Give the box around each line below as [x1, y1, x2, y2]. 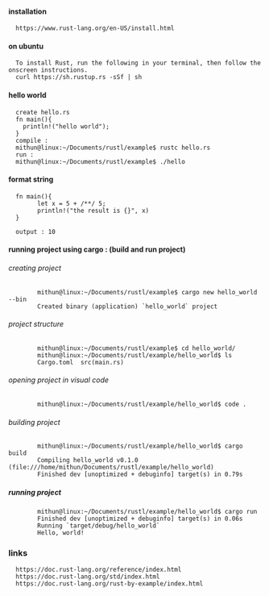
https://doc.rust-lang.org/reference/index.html [15, 565, 182, 574]
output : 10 [15, 227, 56, 235]
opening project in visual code [8, 375, 110, 385]
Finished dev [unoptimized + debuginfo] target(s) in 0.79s [37, 470, 243, 479]
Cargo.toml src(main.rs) [37, 358, 125, 366]
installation [8, 6, 47, 16]
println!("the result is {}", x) [37, 206, 150, 215]
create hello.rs [15, 108, 70, 116]
